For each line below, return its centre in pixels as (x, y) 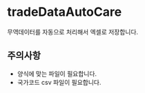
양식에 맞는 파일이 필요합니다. (57, 74)
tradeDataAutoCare (65, 12)
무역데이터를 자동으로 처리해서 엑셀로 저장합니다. (73, 32)
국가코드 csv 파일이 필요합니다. (59, 82)
